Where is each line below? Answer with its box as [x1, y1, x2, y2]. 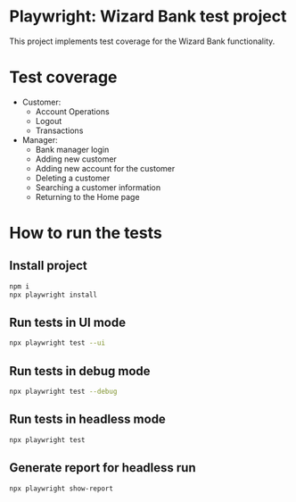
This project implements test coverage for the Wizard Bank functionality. [9, 36, 275, 46]
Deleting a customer [35, 172, 111, 183]
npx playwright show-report [9, 484, 114, 493]
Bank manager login [35, 144, 110, 155]
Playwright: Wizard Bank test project [9, 6, 287, 27]
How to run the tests [9, 223, 162, 243]
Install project [9, 258, 87, 273]
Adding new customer [35, 154, 118, 164]
